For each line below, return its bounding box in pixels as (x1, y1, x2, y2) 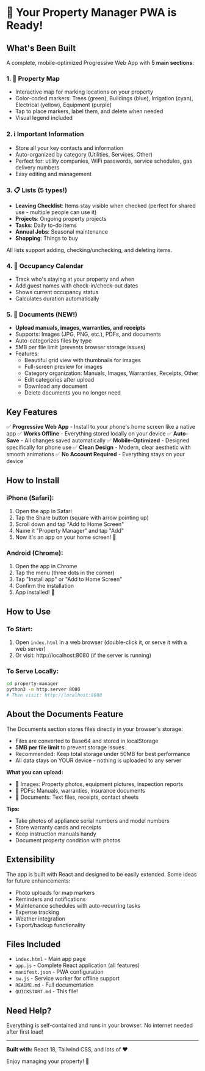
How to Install (6, 475, 60, 486)
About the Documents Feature (6, 709, 124, 719)
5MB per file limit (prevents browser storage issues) (15, 344, 146, 351)
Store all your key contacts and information (15, 144, 124, 152)
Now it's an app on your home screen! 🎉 (15, 533, 117, 541)
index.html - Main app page (15, 955, 87, 963)
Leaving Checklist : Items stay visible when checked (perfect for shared (15, 202, 196, 209)
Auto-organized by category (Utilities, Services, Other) (15, 150, 153, 158)
